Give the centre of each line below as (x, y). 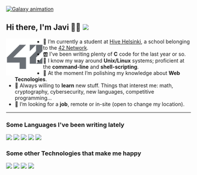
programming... (33, 98)
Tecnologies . (31, 79)
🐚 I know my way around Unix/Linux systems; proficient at (114, 60)
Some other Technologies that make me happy (74, 153)
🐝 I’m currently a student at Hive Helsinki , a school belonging (117, 42)
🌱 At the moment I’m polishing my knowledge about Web (112, 73)
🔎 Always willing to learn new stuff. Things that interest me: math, (94, 85)
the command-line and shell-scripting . (91, 67)
